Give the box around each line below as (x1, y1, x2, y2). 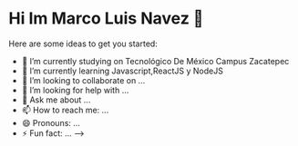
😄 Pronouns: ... (21, 117, 81, 128)
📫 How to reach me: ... (21, 104, 109, 115)
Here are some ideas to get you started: (8, 38, 159, 49)
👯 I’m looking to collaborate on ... (21, 74, 146, 85)
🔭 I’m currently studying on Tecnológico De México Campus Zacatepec (21, 55, 290, 66)
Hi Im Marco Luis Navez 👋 (8, 8, 204, 29)
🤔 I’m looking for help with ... (21, 84, 129, 95)
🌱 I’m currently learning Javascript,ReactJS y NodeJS (21, 65, 224, 76)
